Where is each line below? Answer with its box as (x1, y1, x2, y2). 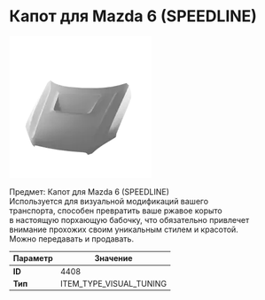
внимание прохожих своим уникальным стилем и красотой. (9, 224, 239, 235)
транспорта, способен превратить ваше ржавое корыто (9, 205, 223, 216)
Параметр (12, 253, 53, 264)
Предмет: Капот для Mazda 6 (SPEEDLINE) (9, 186, 170, 196)
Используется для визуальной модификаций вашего (9, 196, 209, 206)
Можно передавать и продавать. (9, 233, 135, 244)
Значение (94, 253, 133, 264)
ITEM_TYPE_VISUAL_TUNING (60, 278, 167, 288)
